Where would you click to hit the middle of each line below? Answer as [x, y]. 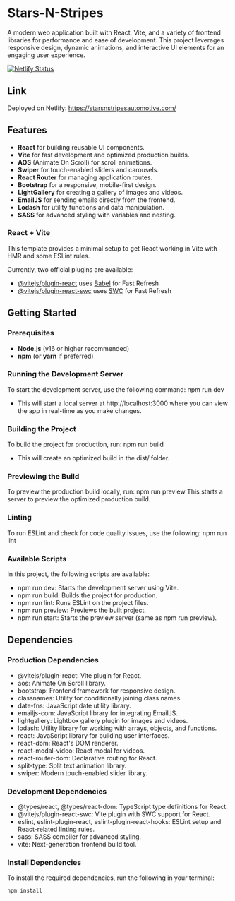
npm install [25, 891]
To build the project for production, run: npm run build [86, 444]
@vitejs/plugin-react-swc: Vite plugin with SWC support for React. [114, 814]
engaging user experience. [47, 55]
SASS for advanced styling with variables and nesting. [97, 215]
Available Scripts [37, 559]
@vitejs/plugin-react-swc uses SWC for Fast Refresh [94, 290]
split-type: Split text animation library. [72, 765]
